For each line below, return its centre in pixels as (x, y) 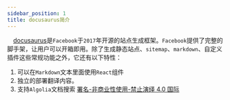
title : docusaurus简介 (39, 20)
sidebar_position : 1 (37, 13)
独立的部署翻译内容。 (47, 80)
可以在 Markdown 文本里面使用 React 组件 (70, 72)
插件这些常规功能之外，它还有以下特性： (64, 57)
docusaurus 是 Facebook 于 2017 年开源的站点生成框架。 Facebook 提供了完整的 (118, 40)
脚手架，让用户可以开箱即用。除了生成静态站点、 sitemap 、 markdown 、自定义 (115, 49)
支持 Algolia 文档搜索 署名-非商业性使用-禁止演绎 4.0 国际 (98, 89)
